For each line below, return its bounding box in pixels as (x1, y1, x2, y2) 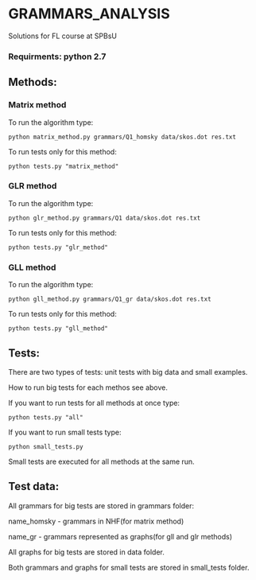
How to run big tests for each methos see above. (8, 383, 169, 392)
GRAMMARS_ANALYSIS (8, 5, 170, 23)
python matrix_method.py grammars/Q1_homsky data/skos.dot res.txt (8, 133, 237, 141)
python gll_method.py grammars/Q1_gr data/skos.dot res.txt (8, 295, 212, 303)
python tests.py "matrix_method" (8, 162, 119, 170)
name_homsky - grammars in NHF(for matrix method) (8, 516, 184, 526)
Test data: (8, 480, 60, 493)
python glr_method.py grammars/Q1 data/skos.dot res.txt (8, 214, 201, 222)
